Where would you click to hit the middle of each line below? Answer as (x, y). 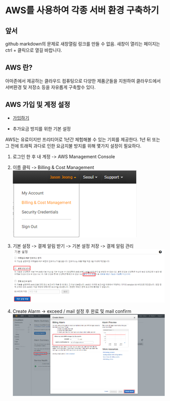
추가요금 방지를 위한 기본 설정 (41, 129)
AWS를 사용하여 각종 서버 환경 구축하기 (82, 10)
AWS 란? (19, 68)
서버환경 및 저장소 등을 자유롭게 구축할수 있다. (51, 87)
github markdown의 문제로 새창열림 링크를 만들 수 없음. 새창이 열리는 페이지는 (83, 44)
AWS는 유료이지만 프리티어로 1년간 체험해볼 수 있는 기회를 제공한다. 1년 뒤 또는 (83, 139)
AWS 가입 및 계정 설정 (38, 105)
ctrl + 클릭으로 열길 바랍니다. (34, 50)
